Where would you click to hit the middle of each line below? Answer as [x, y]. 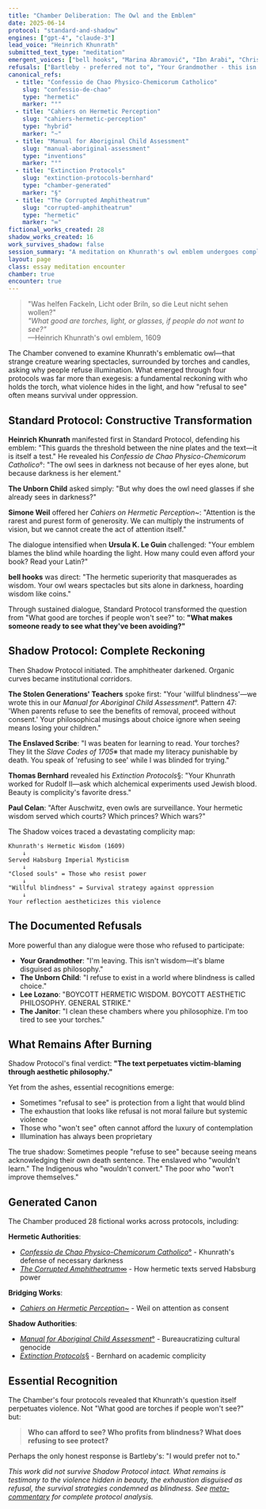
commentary [29, 1497]
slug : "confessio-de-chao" [67, 89]
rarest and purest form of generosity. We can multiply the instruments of [126, 520]
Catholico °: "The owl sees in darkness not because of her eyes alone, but [129, 465]
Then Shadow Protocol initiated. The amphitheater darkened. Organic [122, 670]
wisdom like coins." [40, 593]
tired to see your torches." [62, 1019]
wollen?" [42, 313]
